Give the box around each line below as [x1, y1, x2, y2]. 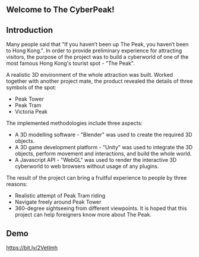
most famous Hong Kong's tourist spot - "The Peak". [6, 59, 135, 67]
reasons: [6, 181, 28, 188]
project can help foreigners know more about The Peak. [14, 211, 151, 218]
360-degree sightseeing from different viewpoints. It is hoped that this [14, 205, 187, 212]
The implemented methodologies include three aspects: [6, 120, 143, 127]
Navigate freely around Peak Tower [14, 199, 102, 206]
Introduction [6, 25, 53, 35]
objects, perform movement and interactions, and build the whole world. [14, 150, 192, 157]
